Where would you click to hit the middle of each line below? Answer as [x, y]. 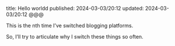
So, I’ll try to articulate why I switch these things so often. [75, 37]
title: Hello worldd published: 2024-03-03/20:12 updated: [75, 8]
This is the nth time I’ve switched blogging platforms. [70, 26]
